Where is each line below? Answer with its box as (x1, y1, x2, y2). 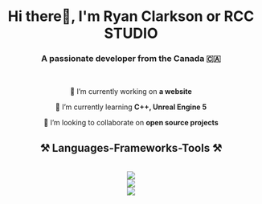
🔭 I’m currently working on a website (69, 87, 193, 96)
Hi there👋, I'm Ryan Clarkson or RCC (7, 7, 255, 26)
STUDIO (104, 24, 158, 43)
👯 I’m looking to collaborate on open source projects (43, 118, 219, 128)
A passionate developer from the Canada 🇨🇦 (41, 53, 221, 64)
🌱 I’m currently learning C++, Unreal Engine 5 (55, 102, 207, 112)
